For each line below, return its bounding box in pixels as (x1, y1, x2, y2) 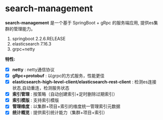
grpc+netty (12, 46, 35, 52)
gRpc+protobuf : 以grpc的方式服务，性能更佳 (12, 73, 105, 78)
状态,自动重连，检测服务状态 (12, 85, 70, 91)
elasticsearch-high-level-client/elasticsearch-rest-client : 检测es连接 (12, 79, 157, 85)
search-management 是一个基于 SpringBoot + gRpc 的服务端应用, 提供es (5, 20, 154, 25)
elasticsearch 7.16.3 (12, 41, 51, 47)
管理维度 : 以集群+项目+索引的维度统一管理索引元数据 (12, 103, 121, 109)
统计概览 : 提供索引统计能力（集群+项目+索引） (12, 110, 108, 116)
